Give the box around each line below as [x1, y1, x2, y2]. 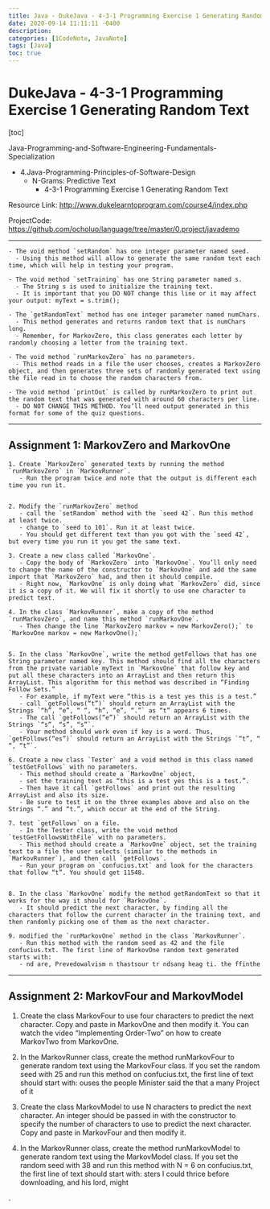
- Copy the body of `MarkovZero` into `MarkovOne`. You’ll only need [18, 559, 257, 567]
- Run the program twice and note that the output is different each [18, 474, 257, 482]
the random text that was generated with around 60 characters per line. [8, 395, 261, 403]
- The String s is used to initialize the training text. [15, 283, 215, 291]
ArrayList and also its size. [8, 790, 110, 799]
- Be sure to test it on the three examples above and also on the [18, 798, 250, 806]
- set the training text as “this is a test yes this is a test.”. [18, 777, 250, 785]
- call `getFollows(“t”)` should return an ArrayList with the [18, 699, 235, 708]
